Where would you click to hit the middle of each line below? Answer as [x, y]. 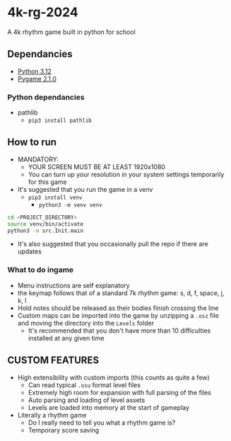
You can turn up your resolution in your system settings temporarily [126, 174]
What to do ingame [41, 270]
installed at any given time [66, 338]
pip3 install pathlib [60, 121]
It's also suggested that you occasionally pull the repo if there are [113, 244]
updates [30, 251]
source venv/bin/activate [45, 224]
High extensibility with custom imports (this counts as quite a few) [113, 377]
